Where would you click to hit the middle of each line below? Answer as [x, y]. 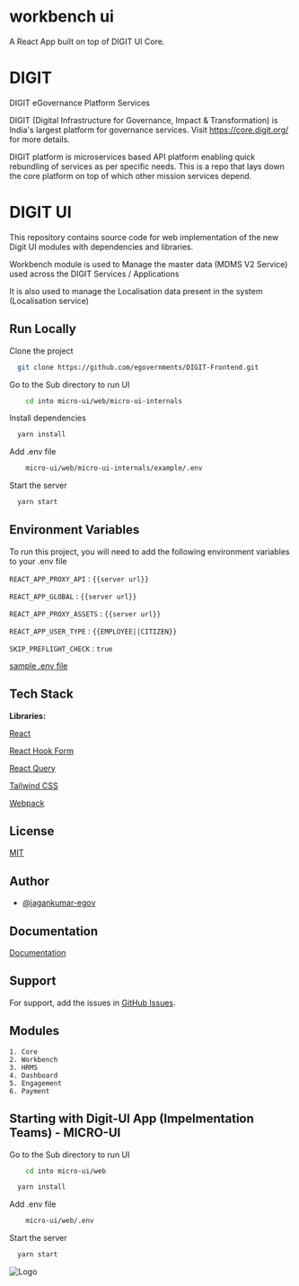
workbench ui [62, 17]
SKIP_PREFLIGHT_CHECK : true [61, 648]
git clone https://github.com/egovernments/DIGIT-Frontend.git [138, 367]
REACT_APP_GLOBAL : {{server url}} [73, 596]
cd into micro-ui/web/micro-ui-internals [104, 401]
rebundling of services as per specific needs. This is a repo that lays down [147, 166]
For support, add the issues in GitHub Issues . [93, 1003]
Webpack [27, 803]
